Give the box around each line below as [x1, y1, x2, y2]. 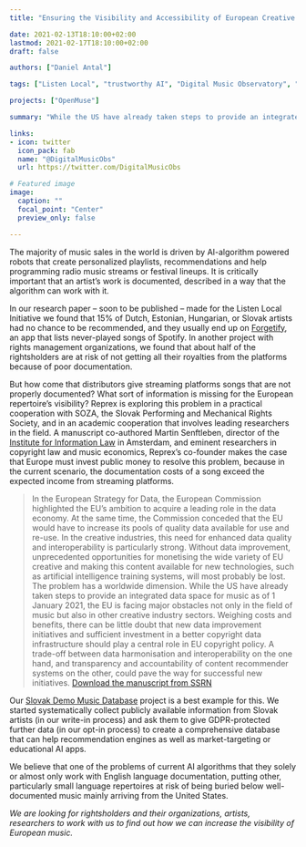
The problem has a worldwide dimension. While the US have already [31, 580, 289, 591]
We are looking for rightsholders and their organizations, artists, [9, 808, 250, 819]
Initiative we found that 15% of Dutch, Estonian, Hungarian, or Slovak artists [9, 312, 293, 324]
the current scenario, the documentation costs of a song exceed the [9, 466, 266, 477]
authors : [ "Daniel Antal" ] [9, 63, 112, 73]
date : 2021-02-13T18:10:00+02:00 [9, 29, 137, 39]
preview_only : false [17, 213, 96, 222]
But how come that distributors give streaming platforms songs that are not [9, 378, 291, 389]
